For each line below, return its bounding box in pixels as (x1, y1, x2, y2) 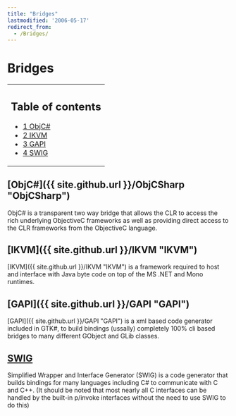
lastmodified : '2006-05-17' (7, 17, 90, 24)
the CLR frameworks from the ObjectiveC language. (7, 224, 158, 232)
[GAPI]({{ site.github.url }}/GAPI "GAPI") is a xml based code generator (7, 317, 213, 325)
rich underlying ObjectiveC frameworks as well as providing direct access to (7, 216, 229, 224)
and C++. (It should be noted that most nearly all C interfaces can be (7, 386, 207, 394)
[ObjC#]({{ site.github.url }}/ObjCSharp (7, 179, 185, 191)
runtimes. (7, 278, 35, 286)
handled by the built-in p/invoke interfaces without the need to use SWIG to (7, 393, 227, 402)
